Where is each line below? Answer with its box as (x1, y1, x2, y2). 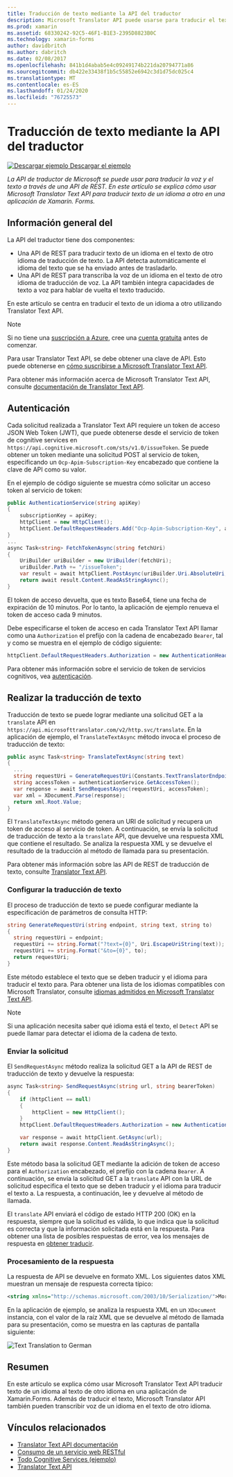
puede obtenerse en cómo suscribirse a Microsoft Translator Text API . (7, 361, 208, 370)
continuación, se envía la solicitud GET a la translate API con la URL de (7, 1174, 212, 1182)
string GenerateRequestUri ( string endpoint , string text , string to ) (7, 922, 213, 928)
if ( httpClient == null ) (19, 1096, 92, 1103)
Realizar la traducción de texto (7, 692, 142, 704)
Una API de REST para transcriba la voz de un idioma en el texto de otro (17, 271, 223, 279)
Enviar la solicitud (7, 1046, 69, 1056)
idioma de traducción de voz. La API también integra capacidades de (17, 278, 215, 286)
